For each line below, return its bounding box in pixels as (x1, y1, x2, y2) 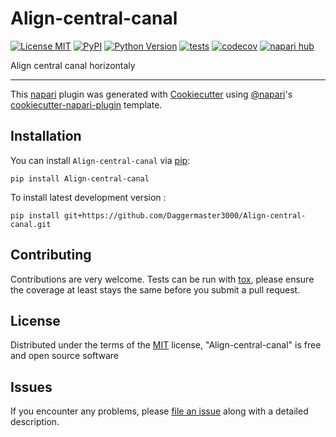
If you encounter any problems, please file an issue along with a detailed (10, 405, 309, 417)
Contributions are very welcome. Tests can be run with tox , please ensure (10, 273, 315, 285)
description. (10, 416, 60, 428)
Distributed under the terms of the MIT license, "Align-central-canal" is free (10, 339, 322, 351)
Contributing (10, 247, 92, 264)
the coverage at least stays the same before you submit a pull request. (10, 283, 301, 296)
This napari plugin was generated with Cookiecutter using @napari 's (10, 88, 293, 100)
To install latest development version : (10, 191, 167, 203)
